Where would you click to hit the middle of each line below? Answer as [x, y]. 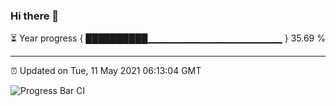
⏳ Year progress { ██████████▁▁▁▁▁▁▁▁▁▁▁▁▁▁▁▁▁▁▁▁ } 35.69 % [168, 38]
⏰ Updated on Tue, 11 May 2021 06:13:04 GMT [106, 71]
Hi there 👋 [35, 16]
